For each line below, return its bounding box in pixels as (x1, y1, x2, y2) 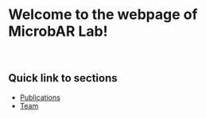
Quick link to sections (8, 71, 118, 85)
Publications (19, 93, 61, 102)
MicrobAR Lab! (8, 22, 108, 40)
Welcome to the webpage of (8, 6, 198, 24)
